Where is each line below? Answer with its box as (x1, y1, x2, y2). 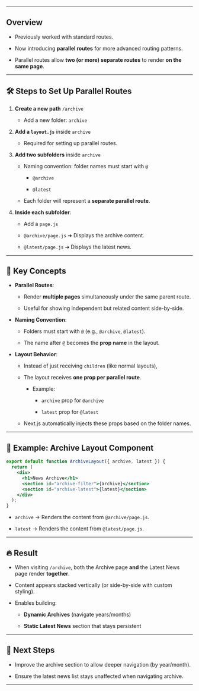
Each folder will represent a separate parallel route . (23, 197, 150, 204)
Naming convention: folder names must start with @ (23, 162, 149, 169)
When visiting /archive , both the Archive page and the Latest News (14, 563, 180, 571)
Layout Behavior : (14, 351, 58, 358)
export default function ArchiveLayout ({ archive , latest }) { (6, 458, 166, 464)
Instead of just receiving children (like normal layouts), (23, 362, 158, 369)
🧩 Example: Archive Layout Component (6, 442, 154, 453)
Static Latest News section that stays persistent (23, 622, 142, 629)
